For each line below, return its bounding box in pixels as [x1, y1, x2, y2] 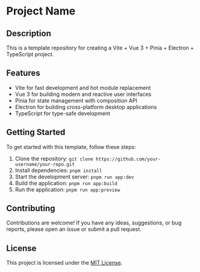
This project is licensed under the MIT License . [6, 259, 123, 267]
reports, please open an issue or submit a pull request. [6, 226, 142, 233]
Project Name [6, 4, 76, 18]
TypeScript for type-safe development [14, 110, 110, 117]
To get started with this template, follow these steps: [6, 143, 137, 150]
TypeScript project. [6, 51, 54, 58]
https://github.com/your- [95, 156, 161, 162]
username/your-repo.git [14, 161, 75, 167]
